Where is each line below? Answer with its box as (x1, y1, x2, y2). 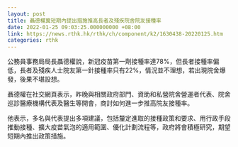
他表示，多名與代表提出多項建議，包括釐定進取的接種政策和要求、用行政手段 (7, 114, 231, 123)
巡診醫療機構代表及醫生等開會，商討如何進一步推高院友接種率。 (7, 99, 193, 107)
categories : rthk (7, 37, 59, 44)
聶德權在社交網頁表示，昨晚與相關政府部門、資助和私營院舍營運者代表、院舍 (7, 90, 231, 99)
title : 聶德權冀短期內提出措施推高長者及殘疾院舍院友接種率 (7, 17, 161, 24)
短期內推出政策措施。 (7, 132, 69, 141)
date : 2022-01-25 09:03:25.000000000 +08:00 (7, 23, 141, 31)
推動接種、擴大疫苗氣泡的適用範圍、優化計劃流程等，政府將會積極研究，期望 (7, 123, 231, 131)
